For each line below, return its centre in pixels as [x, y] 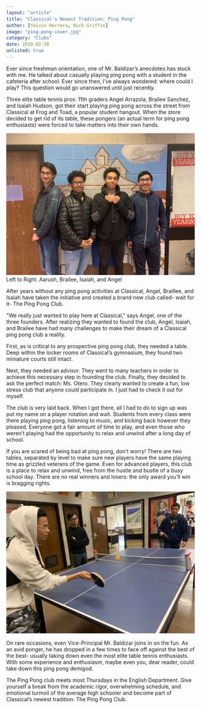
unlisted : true [25, 51]
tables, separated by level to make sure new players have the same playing [99, 457]
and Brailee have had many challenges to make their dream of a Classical [96, 328]
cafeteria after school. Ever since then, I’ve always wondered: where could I [100, 81]
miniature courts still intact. [39, 359]
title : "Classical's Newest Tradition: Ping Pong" [71, 19]
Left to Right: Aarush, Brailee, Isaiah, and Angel [64, 279]
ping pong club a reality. [36, 334]
